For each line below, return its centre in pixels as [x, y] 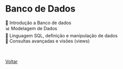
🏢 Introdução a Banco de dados [38, 23]
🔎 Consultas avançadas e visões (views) [48, 41]
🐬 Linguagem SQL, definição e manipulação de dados [61, 35]
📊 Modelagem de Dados [31, 28]
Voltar [11, 61]
